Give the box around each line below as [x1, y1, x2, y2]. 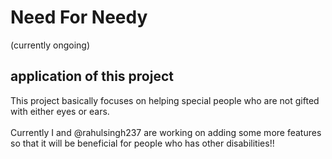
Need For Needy [10, 6, 148, 29]
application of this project [10, 68, 174, 85]
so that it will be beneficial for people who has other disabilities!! [10, 137, 275, 149]
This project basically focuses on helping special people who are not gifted [10, 94, 320, 106]
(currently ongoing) [10, 39, 91, 51]
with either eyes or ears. [10, 105, 110, 117]
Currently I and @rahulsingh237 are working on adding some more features [10, 126, 322, 138]
